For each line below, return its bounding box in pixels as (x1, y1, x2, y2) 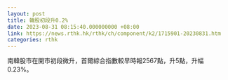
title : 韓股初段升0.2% (7, 17, 69, 24)
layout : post (7, 10, 46, 18)
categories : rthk (7, 36, 58, 44)
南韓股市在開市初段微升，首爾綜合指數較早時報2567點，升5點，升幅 (7, 57, 204, 65)
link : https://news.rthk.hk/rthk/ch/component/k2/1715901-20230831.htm (7, 29, 221, 37)
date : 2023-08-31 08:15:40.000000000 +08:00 (7, 23, 140, 30)
